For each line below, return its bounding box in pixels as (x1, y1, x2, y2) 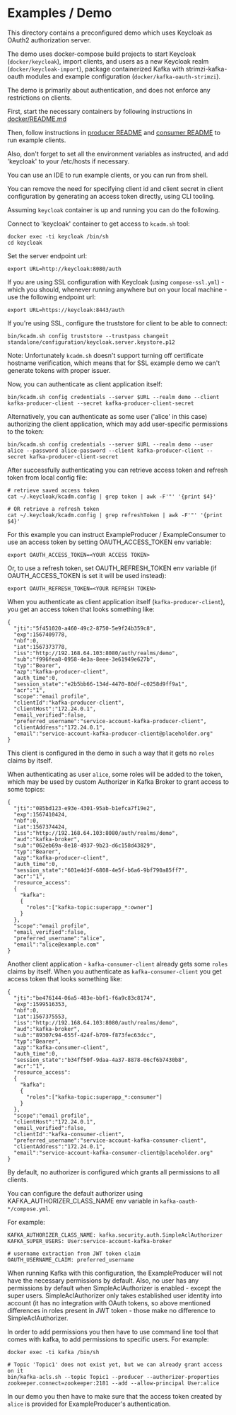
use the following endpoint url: (7, 292, 96, 301)
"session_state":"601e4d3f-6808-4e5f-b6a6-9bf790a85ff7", (13, 867, 189, 874)
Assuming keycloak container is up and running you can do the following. (7, 205, 220, 214)
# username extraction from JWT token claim (7, 1250, 141, 1257)
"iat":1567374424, (13, 823, 69, 831)
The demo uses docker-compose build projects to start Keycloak (7, 50, 196, 58)
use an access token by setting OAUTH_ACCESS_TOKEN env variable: (7, 538, 212, 546)
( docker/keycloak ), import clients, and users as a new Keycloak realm (7, 57, 209, 65)
